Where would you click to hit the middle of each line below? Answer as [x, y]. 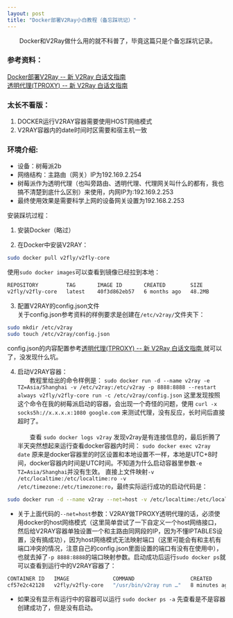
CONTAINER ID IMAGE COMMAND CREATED [110, 579]
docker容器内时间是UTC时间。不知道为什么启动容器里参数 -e [116, 463]
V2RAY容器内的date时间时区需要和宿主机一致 [82, 130]
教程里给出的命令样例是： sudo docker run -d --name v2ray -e [120, 380]
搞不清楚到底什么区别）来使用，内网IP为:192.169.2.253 [95, 192]
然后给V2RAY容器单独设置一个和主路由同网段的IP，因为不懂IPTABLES [117, 531]
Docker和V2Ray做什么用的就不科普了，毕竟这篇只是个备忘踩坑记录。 [118, 41]
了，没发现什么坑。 [35, 357]
